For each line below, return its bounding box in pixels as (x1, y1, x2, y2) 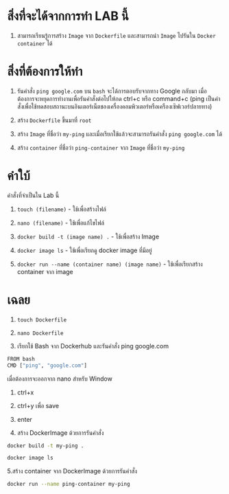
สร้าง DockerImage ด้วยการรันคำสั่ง (16, 428, 104, 437)
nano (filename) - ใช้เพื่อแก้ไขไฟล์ (16, 218, 105, 227)
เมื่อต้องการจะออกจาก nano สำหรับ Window (7, 374, 113, 383)
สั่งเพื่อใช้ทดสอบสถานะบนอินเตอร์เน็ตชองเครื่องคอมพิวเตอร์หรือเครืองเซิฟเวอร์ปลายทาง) (16, 102, 213, 111)
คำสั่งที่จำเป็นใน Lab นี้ (7, 191, 60, 199)
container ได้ (16, 39, 53, 47)
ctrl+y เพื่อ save (16, 401, 60, 409)
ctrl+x (16, 388, 34, 396)
